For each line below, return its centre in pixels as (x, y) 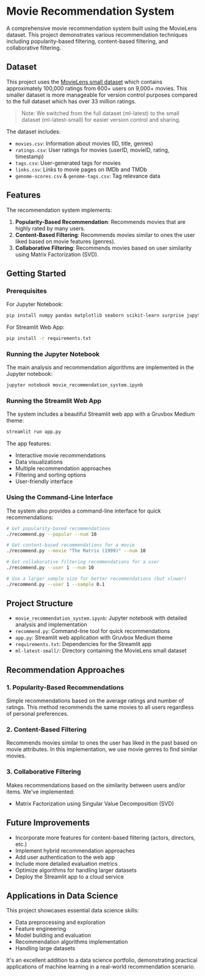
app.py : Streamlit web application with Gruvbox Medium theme (94, 637)
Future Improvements (48, 823)
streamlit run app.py (34, 432)
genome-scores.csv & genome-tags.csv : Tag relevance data (88, 176)
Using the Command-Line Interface (60, 497)
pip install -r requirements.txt (49, 339)
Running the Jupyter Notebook (53, 354)
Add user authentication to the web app (65, 857)
